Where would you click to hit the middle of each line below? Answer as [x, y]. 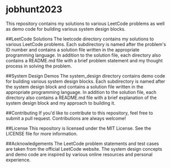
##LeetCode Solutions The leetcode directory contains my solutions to [80, 39]
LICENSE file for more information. [42, 133]
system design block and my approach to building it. [61, 103]
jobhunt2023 [34, 9]
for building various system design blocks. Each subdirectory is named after [85, 81]
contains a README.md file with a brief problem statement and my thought [84, 60]
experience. [18, 160]
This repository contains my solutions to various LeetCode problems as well [85, 23]
